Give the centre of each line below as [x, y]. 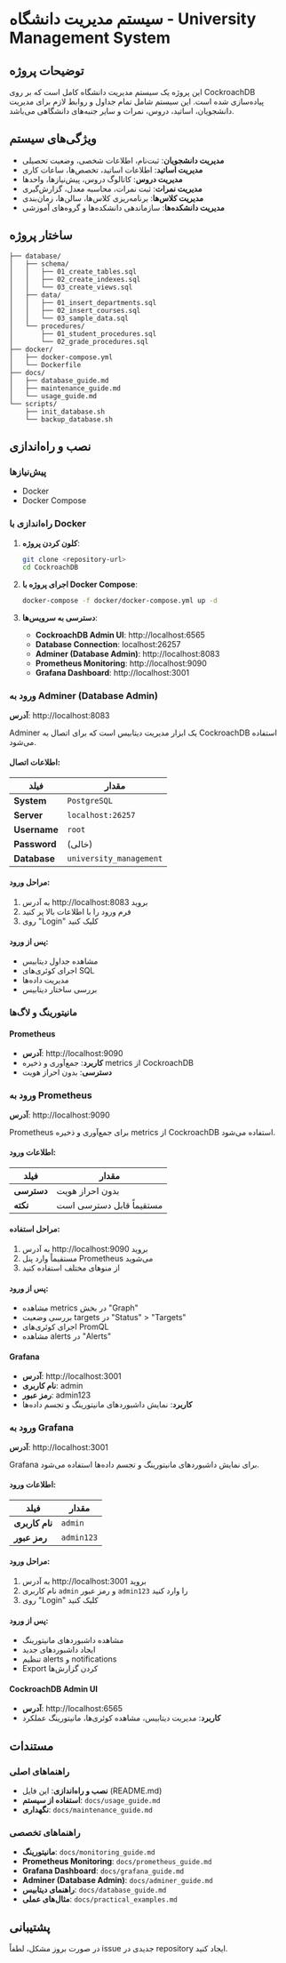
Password [35, 844]
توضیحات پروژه [47, 71]
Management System [90, 38]
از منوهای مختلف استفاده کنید [71, 1268]
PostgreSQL [90, 801]
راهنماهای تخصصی [45, 1833]
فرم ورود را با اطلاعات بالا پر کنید [76, 911]
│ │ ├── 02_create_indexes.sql [75, 279]
